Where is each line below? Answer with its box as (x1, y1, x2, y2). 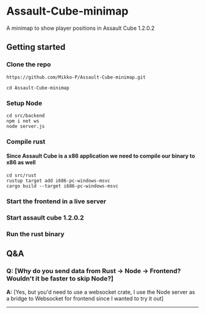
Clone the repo (6, 60, 51, 69)
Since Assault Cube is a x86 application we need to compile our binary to (6, 152, 195, 159)
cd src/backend (6, 113, 45, 119)
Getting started (6, 42, 66, 52)
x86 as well (6, 159, 36, 166)
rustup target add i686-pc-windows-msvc (6, 178, 111, 184)
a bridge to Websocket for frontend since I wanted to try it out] (6, 295, 164, 302)
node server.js (6, 123, 45, 129)
